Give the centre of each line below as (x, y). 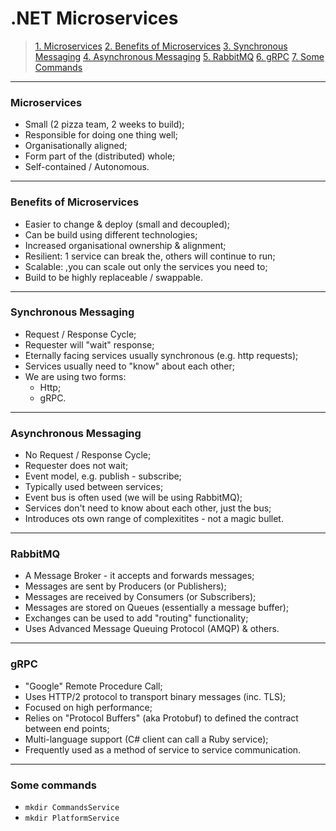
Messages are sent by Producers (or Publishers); (125, 586)
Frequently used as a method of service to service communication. (163, 749)
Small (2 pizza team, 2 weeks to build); (104, 124)
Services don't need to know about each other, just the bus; (148, 508)
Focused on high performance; (88, 707)
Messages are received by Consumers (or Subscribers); (140, 597)
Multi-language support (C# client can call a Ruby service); (146, 739)
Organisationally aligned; (76, 146)
